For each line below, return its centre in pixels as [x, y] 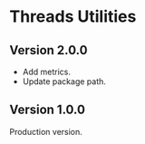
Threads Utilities [73, 17]
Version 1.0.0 [48, 110]
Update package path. [64, 82]
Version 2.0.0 [48, 50]
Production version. [46, 131]
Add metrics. [46, 72]
